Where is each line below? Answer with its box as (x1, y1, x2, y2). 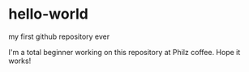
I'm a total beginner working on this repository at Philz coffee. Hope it (8, 47, 241, 57)
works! (8, 56, 32, 66)
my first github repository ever (8, 32, 110, 41)
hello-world (8, 5, 89, 23)
